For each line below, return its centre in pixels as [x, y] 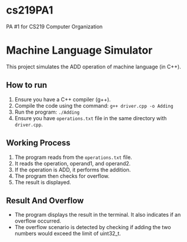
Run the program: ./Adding [47, 112]
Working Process [38, 143]
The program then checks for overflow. [62, 176]
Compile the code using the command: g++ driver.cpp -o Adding [94, 105]
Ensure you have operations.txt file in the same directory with [91, 118]
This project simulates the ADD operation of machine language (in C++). [93, 67]
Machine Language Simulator [79, 50]
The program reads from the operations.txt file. [73, 157]
